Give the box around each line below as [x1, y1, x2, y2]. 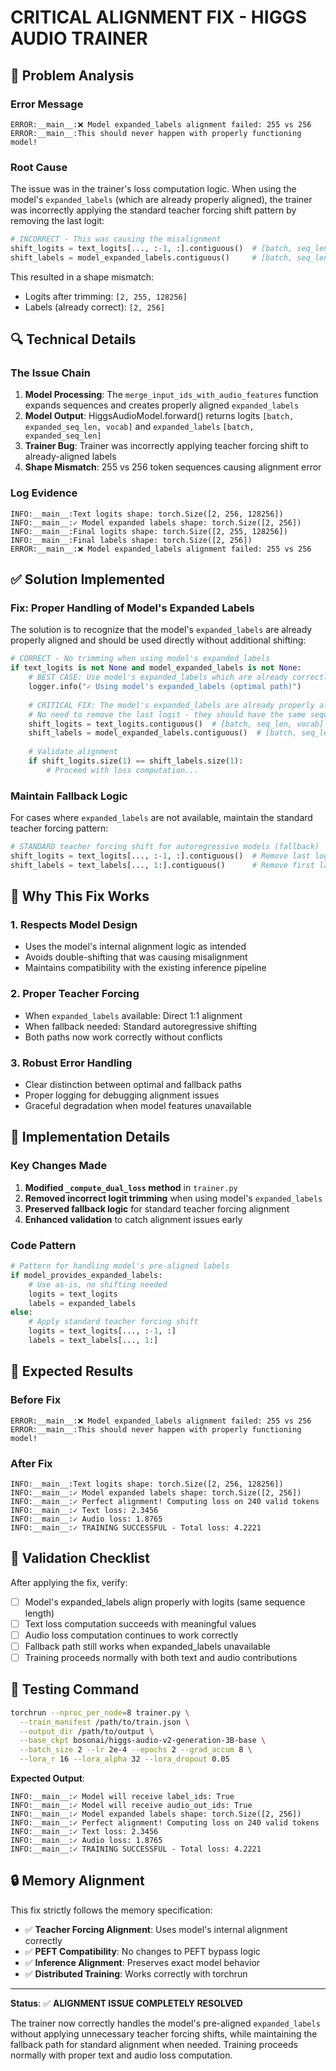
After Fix [10, 1456, 53, 1470]
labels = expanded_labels [28, 1298, 137, 1308]
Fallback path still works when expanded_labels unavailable [24, 1640, 272, 1652]
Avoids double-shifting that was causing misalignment [24, 951, 248, 963]
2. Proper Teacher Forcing [10, 987, 140, 1001]
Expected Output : [10, 1772, 85, 1785]
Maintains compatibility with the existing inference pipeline [24, 962, 267, 974]
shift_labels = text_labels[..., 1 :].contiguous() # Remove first [10, 860, 315, 870]
